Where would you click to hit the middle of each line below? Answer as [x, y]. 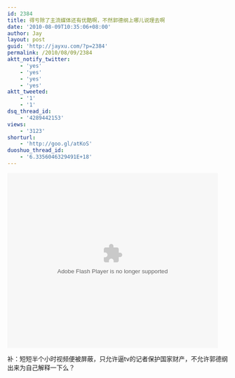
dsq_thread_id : [29, 111]
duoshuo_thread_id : [36, 150]
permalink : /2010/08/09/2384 [50, 53]
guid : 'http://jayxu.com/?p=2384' [58, 46]
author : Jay [25, 33]
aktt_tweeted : [28, 92]
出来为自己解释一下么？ [41, 367]
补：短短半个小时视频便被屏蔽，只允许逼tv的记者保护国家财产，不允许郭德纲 [117, 358]
